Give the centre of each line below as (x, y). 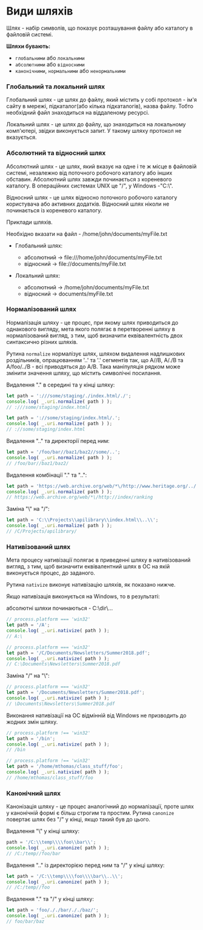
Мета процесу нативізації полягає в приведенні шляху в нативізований (98, 560)
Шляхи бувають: (28, 46)
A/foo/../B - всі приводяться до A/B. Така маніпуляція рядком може (93, 366)
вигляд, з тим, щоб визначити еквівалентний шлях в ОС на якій (88, 567)
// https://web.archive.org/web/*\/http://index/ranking (80, 497)
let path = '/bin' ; (31, 738)
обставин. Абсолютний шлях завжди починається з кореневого (89, 179)
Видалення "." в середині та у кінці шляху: (61, 385)
